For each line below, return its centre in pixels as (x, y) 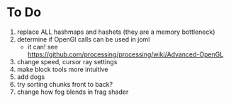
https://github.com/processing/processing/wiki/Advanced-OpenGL (125, 54)
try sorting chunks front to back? (65, 84)
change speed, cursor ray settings (67, 61)
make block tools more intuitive (62, 69)
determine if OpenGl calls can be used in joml (83, 39)
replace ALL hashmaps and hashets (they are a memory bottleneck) (116, 32)
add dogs (31, 77)
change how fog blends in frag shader (73, 92)
